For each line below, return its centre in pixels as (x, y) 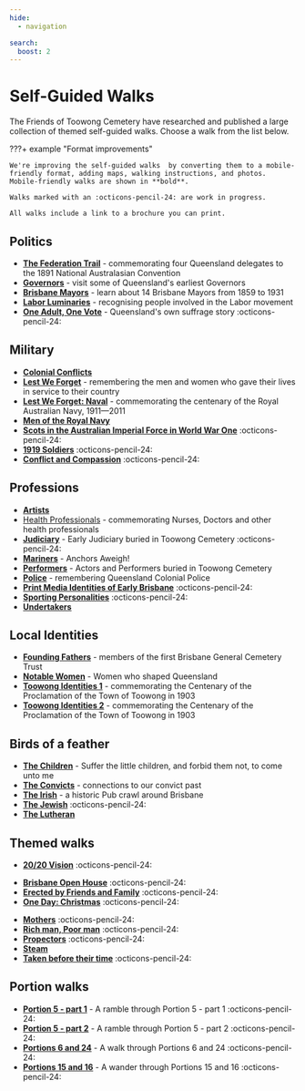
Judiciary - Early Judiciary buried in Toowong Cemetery (128, 539)
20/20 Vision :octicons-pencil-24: (87, 865)
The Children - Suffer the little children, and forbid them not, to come (152, 766)
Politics (31, 241)
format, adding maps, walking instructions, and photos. (156, 174)
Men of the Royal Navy (66, 420)
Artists (36, 509)
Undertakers (47, 606)
